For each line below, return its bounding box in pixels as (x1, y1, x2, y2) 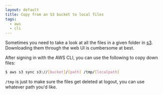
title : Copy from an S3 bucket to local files (5, 12, 104, 17)
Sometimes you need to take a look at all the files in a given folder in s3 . (5, 39, 153, 45)
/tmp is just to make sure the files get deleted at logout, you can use (5, 78, 145, 84)
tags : (5, 16, 16, 21)
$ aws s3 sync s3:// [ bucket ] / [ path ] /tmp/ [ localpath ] (5, 69, 120, 75)
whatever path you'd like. (5, 84, 57, 90)
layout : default (5, 7, 39, 12)
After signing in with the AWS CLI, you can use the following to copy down (5, 54, 158, 60)
